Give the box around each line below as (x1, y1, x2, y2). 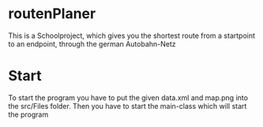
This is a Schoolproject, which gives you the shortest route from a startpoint (8, 31, 255, 40)
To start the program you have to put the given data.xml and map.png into (8, 92, 249, 103)
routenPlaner (8, 5, 96, 23)
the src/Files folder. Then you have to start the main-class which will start (8, 101, 247, 110)
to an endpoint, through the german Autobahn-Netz (8, 39, 176, 48)
